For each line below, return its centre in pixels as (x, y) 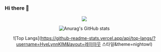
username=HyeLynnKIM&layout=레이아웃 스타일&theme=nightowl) (84, 44)
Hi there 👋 (17, 8)
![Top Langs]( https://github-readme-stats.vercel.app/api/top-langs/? (84, 38)
